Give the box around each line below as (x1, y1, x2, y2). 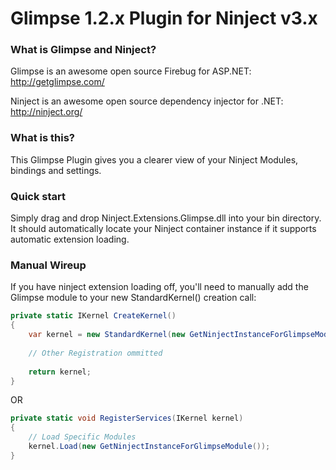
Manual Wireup (10, 258, 87, 272)
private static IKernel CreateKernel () (10, 311, 177, 321)
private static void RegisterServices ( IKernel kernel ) (10, 413, 244, 424)
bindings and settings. (10, 164, 102, 176)
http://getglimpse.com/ (10, 76, 105, 88)
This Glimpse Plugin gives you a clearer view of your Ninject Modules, (10, 153, 299, 166)
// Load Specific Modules (28, 432, 137, 442)
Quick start (10, 189, 67, 203)
